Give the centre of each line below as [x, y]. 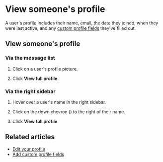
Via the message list [30, 58]
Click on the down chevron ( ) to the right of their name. [69, 112]
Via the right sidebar [30, 91]
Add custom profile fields [38, 154]
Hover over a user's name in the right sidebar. [59, 102]
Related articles [30, 137]
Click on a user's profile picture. [45, 69]
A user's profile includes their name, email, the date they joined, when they [82, 23]
